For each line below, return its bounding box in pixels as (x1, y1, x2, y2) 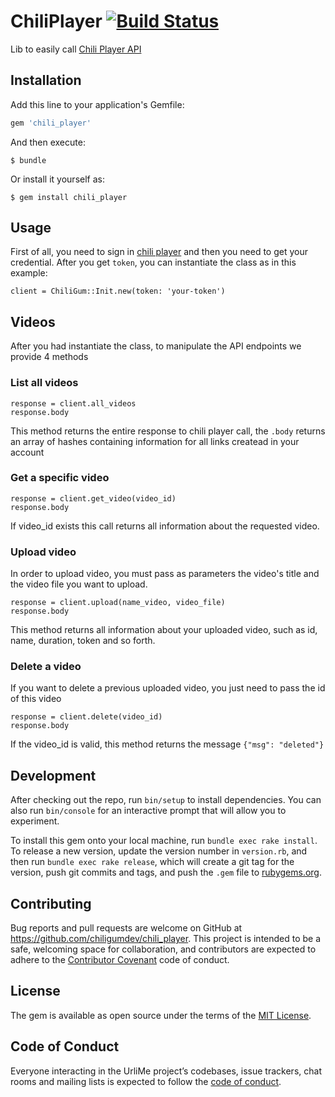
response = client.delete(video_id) (10, 712, 163, 722)
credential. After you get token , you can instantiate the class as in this (10, 256, 297, 269)
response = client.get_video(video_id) (10, 493, 177, 504)
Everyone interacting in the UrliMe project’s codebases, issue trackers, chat (10, 1065, 322, 1077)
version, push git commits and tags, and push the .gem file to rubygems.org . (10, 866, 323, 879)
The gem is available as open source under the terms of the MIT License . (10, 1009, 312, 1021)
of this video (10, 693, 62, 705)
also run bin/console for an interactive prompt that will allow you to (10, 805, 287, 817)
